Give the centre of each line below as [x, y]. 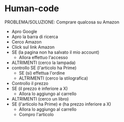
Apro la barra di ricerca [35, 37]
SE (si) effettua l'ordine [42, 73]
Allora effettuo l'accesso [43, 57]
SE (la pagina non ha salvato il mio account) [55, 52]
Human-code [32, 9]
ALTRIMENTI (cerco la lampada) [44, 62]
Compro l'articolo [36, 114]
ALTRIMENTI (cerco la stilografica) [53, 78]
